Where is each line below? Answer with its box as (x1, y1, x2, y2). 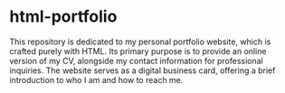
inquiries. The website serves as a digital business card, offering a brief (9, 65, 276, 76)
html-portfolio (9, 6, 118, 27)
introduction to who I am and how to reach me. (9, 74, 184, 85)
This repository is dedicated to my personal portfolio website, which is (9, 36, 271, 47)
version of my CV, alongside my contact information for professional (9, 55, 264, 66)
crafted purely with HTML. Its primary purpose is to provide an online (9, 45, 267, 56)
